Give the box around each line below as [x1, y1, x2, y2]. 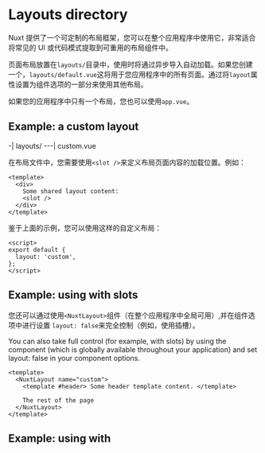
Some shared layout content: [22, 187, 119, 196]
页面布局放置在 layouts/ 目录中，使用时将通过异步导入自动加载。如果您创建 [8, 60, 253, 69]
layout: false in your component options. [8, 353, 141, 362]
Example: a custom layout [8, 120, 139, 134]
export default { [8, 246, 66, 254]
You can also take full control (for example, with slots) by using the [8, 336, 227, 346]
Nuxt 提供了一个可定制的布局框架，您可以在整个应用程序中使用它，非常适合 [8, 33, 256, 42]
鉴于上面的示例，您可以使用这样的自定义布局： [8, 223, 162, 232]
